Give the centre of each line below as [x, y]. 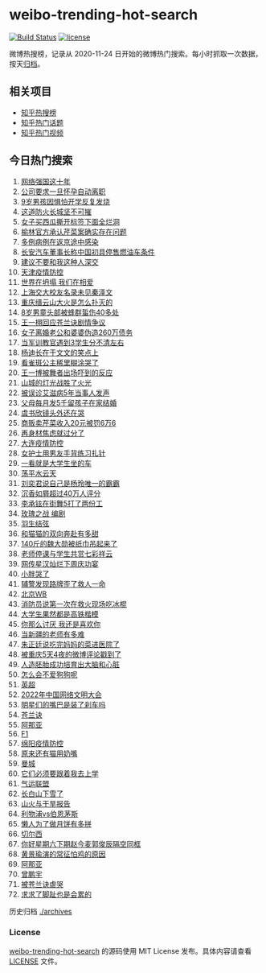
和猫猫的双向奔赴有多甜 [59, 534]
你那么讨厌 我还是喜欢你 [61, 624]
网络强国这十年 [45, 181]
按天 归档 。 [27, 64]
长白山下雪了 [42, 794]
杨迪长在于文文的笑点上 [59, 353]
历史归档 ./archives [41, 911]
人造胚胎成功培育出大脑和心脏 [70, 664]
